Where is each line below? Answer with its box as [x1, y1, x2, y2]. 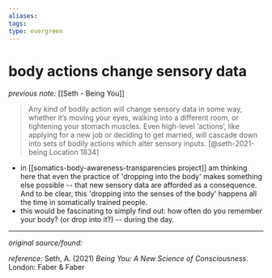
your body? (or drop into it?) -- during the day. [19, 215, 175, 225]
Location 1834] [49, 148, 100, 157]
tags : [8, 19, 27, 28]
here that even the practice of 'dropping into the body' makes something [19, 172, 263, 182]
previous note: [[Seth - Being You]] [8, 88, 125, 98]
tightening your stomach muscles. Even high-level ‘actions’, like [28, 122, 240, 131]
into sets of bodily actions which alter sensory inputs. [28, 139, 206, 148]
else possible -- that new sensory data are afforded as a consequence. [19, 180, 257, 190]
